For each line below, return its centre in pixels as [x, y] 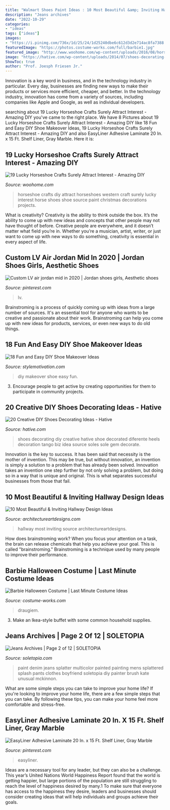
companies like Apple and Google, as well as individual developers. [75, 102]
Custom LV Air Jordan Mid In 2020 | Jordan [75, 258]
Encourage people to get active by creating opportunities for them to [84, 386]
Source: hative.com [26, 429]
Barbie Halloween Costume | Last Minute [71, 571]
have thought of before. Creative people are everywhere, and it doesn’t [79, 226]
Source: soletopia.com [29, 658]
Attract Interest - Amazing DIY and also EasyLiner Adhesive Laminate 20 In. [84, 133]
